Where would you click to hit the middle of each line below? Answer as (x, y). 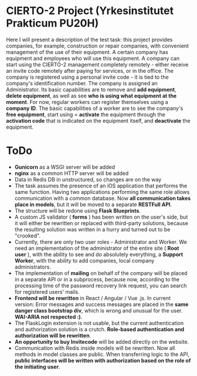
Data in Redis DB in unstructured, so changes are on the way (88, 179)
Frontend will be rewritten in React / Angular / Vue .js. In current (93, 298)
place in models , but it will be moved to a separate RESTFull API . (93, 204)
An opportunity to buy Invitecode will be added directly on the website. (102, 341)
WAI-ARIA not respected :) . (48, 317)
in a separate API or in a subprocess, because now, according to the (97, 279)
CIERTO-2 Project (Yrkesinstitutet (90, 11)
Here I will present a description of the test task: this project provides (89, 39)
